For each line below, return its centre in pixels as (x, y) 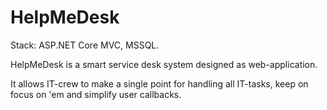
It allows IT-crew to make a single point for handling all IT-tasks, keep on (159, 83)
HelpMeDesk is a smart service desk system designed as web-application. (164, 64)
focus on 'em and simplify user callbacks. (96, 94)
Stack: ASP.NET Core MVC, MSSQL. (85, 45)
